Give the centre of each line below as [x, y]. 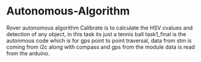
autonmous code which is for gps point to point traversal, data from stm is [99, 40]
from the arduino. [28, 53]
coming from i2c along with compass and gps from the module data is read [100, 47]
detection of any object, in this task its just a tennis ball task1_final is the [97, 34]
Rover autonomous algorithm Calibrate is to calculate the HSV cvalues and [100, 28]
